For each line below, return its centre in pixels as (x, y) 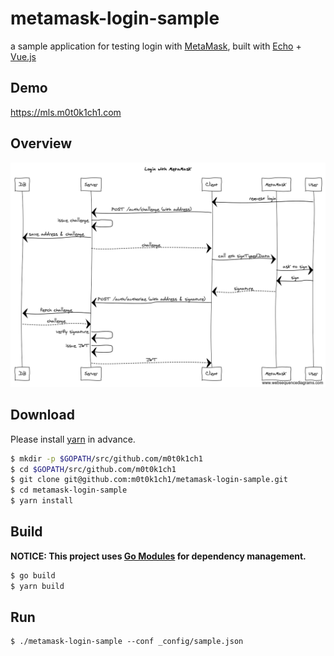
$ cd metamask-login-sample (69, 490)
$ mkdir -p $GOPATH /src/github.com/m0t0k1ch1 (106, 458)
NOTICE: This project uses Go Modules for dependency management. (158, 556)
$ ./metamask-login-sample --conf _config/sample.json (127, 642)
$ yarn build (37, 586)
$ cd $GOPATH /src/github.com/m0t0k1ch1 (93, 469)
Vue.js (23, 56)
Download (42, 415)
